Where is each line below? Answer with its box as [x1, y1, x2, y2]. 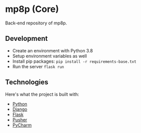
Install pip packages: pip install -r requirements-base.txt [12, 58, 137, 64]
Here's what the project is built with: [5, 91, 80, 97]
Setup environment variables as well [12, 53, 87, 59]
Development [5, 34, 48, 43]
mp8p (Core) [5, 3, 59, 15]
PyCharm [12, 122, 32, 128]
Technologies [5, 78, 49, 87]
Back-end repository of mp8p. [5, 20, 67, 26]
